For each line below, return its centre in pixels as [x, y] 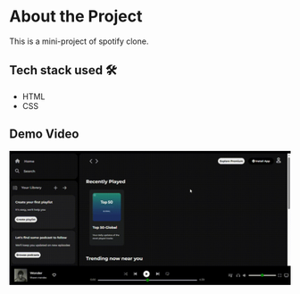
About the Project [76, 17]
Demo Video [44, 134]
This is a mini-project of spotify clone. [79, 41]
